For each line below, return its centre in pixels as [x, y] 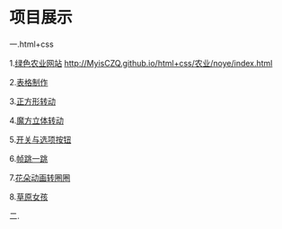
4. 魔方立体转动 [37, 120]
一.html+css [31, 44]
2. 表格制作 [29, 82]
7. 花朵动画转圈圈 [40, 177]
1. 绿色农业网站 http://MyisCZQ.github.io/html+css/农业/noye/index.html [141, 63]
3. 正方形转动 [33, 101]
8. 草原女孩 [29, 197]
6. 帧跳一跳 [29, 158]
